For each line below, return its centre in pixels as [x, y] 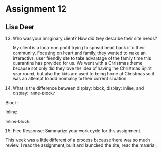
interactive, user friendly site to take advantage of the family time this [82, 58]
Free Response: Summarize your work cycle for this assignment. [77, 131]
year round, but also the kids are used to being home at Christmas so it [83, 73]
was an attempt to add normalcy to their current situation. [70, 79]
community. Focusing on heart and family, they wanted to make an [79, 53]
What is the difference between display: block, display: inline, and [78, 88]
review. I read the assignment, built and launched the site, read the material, [81, 145]
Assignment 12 [36, 9]
